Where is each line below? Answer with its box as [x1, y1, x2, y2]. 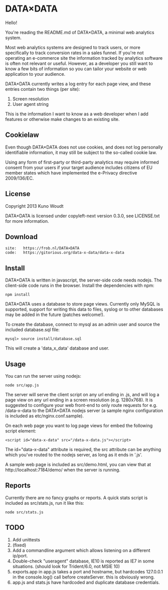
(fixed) [12, 542, 27, 548]
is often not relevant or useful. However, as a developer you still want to [5, 60, 153, 66]
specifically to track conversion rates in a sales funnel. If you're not [5, 50, 144, 56]
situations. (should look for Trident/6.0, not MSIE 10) [12, 563, 120, 569]
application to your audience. [5, 71, 66, 77]
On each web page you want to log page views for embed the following [5, 422, 153, 428]
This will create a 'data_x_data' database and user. [5, 345, 109, 351]
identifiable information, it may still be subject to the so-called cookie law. [5, 149, 157, 156]
